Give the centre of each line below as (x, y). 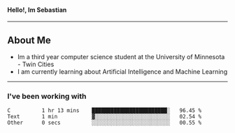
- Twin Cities (36, 64)
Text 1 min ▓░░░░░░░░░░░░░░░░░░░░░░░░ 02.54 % (104, 117)
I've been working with (47, 96)
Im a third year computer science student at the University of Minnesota (121, 57)
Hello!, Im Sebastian (37, 10)
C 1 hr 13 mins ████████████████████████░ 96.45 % (104, 111)
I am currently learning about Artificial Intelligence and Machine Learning (122, 72)
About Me (29, 40)
